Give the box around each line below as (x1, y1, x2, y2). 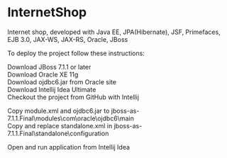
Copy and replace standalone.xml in (7, 121, 113, 130)
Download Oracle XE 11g (7, 70, 79, 79)
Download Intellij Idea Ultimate (7, 85, 96, 94)
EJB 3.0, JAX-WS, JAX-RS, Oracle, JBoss (7, 35, 128, 43)
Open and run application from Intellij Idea (7, 142, 130, 151)
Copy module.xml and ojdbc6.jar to (7, 106, 110, 115)
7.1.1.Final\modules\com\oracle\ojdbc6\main (7, 114, 135, 123)
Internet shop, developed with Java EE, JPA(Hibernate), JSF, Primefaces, (7, 28, 221, 36)
